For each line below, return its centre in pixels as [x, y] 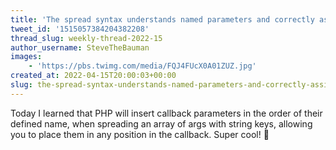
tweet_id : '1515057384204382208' [80, 29]
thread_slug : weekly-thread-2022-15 [86, 38]
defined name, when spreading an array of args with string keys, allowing [161, 123]
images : [26, 57]
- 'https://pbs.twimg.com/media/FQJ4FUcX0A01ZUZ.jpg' [142, 66]
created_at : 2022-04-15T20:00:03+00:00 [93, 76]
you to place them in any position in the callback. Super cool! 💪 [140, 134]
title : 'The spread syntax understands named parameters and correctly [162, 19]
